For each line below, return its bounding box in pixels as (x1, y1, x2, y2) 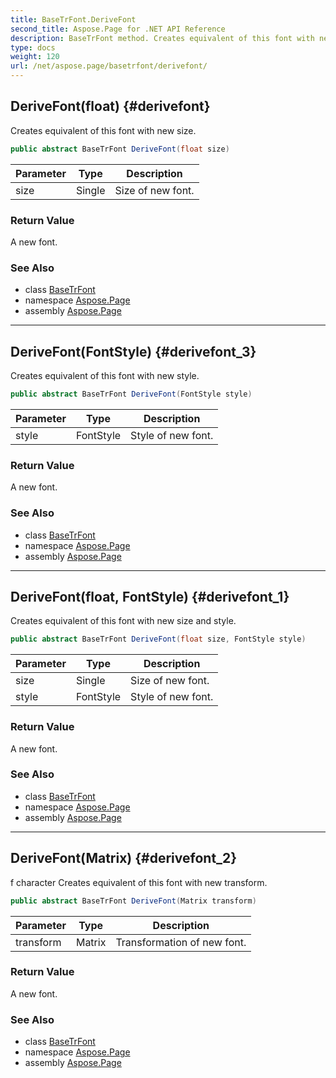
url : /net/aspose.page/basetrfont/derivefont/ (10, 61, 208, 71)
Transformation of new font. (115, 935, 247, 949)
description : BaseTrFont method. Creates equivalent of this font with (10, 33, 315, 43)
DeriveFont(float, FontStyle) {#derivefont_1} (10, 588, 290, 605)
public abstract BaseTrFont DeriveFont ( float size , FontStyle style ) (10, 634, 307, 645)
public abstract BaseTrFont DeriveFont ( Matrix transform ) (10, 896, 257, 906)
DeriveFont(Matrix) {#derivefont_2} (10, 850, 238, 867)
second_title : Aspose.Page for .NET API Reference (10, 24, 226, 34)
